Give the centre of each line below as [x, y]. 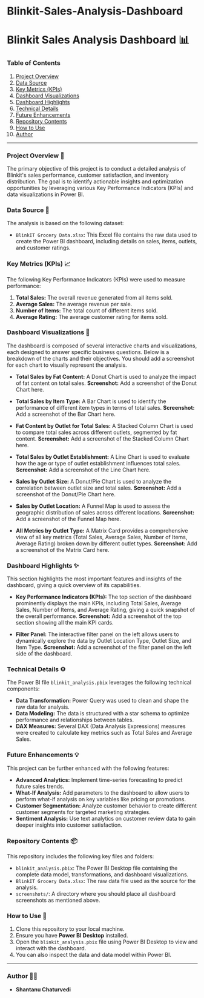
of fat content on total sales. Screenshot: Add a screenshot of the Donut [106, 383]
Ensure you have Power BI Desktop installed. [72, 936]
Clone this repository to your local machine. [70, 929]
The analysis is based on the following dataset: [65, 223]
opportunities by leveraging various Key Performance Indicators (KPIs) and [100, 188]
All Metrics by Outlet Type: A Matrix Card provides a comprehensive [102, 530]
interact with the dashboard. [51, 948]
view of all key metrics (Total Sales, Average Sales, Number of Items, [101, 537]
